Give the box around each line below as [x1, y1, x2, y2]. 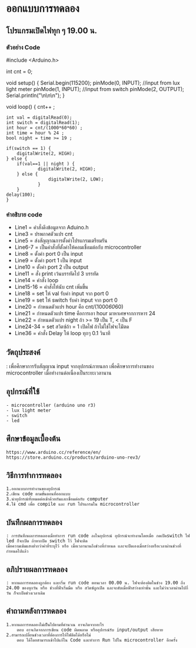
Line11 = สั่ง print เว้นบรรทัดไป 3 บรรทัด [14, 270, 99, 278]
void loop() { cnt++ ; [6, 103, 55, 110]
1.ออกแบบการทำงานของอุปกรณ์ [6, 486, 61, 492]
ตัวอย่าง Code [6, 43, 41, 51]
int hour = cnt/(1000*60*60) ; [6, 125, 83, 131]
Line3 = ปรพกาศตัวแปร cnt [14, 231, 73, 238]
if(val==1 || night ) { [16, 161, 75, 166]
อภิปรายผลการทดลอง [6, 564, 68, 574]
